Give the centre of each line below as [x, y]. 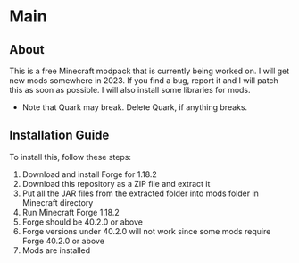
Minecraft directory [58, 202]
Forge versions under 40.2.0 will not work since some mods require [146, 231]
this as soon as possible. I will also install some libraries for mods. [130, 90]
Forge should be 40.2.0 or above [82, 222]
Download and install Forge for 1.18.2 [90, 174]
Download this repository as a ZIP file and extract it [116, 183]
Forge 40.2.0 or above [63, 241]
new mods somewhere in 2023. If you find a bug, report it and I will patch [144, 81]
